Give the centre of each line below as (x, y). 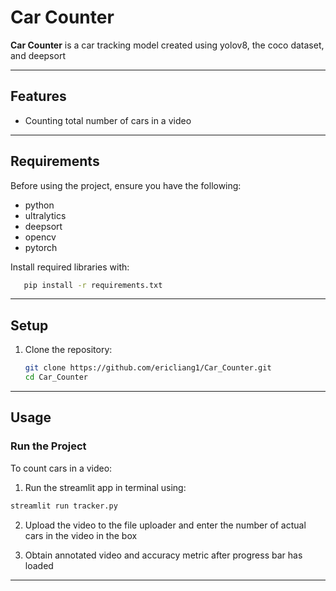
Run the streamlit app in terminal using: (105, 487)
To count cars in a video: (61, 468)
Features (38, 96)
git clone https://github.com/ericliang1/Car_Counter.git (148, 368)
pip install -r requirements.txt (93, 285)
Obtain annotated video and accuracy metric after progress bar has (163, 555)
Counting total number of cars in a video (108, 120)
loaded (39, 565)
